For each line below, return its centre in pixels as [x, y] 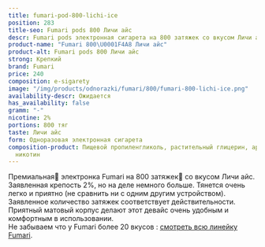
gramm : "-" [26, 111]
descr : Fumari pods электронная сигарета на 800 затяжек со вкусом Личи [130, 37]
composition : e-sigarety [49, 81]
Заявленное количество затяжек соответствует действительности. [122, 202]
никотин [28, 154]
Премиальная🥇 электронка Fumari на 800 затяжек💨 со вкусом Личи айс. [131, 177]
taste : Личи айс [35, 132]
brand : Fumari [32, 67]
